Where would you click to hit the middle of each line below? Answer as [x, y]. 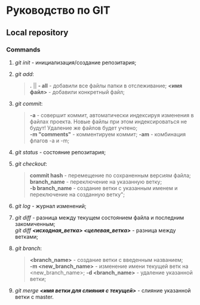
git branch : [28, 248]
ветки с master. [34, 297]
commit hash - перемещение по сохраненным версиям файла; [110, 175]
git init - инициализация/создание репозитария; [76, 62]
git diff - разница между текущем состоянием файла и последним [99, 217]
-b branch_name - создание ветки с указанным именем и [104, 188]
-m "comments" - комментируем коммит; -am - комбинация [108, 134]
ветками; [27, 236]
